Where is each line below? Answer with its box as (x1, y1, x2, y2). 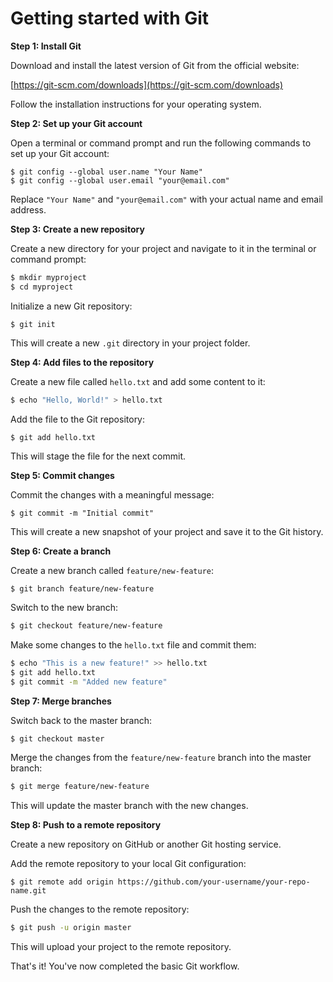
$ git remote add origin (10, 877, 114, 887)
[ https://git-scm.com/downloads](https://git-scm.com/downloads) (10, 78, 284, 91)
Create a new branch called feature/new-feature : (10, 564, 215, 576)
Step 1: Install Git (10, 40, 82, 52)
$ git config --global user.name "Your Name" (10, 167, 203, 177)
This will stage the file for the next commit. (10, 450, 187, 462)
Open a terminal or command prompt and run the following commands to (10, 137, 312, 149)
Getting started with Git (10, 7, 210, 30)
